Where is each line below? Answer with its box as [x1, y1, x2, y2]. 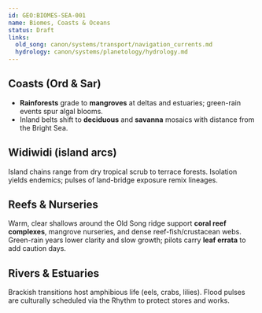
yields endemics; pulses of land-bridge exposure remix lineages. [8, 175, 218, 185]
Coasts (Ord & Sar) [8, 77, 101, 90]
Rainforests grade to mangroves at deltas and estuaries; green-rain [19, 98, 242, 107]
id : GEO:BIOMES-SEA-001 [8, 11, 87, 20]
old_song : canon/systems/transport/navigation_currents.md [15, 41, 213, 49]
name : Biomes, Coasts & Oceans [8, 19, 111, 27]
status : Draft [8, 26, 55, 34]
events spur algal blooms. [19, 106, 104, 116]
